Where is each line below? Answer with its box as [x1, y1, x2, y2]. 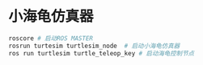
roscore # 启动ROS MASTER [8, 34, 93, 43]
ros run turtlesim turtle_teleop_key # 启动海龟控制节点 [8, 49, 195, 57]
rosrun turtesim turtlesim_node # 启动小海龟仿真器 [8, 42, 180, 50]
